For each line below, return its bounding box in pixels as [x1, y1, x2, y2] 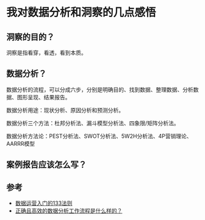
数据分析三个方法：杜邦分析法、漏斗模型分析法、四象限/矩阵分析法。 [6, 119, 180, 127]
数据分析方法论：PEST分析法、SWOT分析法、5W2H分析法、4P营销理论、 [6, 132, 192, 140]
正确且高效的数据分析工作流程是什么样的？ [15, 207, 123, 215]
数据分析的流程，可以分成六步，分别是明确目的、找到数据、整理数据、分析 [6, 86, 193, 93]
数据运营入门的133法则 [15, 199, 73, 207]
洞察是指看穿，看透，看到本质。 [6, 49, 87, 56]
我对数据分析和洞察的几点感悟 [6, 5, 157, 20]
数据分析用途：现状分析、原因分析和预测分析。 [6, 106, 124, 113]
